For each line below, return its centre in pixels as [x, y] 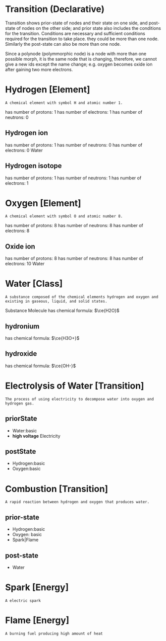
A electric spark [23, 601]
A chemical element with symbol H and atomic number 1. [64, 103]
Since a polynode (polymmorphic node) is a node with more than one [76, 54]
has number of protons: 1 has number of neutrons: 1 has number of [73, 178]
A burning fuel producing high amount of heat [54, 634]
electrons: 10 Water [25, 264]
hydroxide [21, 354]
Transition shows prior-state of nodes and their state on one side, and [76, 23]
